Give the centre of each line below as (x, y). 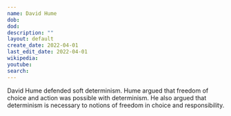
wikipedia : (23, 58)
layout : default (30, 39)
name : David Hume (32, 13)
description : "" (30, 33)
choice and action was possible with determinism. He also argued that (107, 97)
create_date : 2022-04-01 (43, 45)
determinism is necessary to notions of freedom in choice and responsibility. (116, 105)
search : (18, 71)
